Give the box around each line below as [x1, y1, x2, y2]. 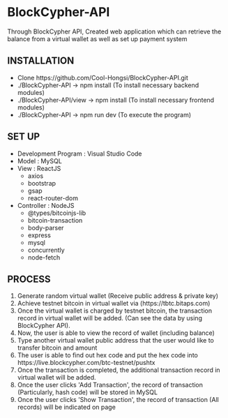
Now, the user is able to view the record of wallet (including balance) [17, 329, 215, 337]
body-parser [27, 223, 64, 232]
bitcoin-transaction [27, 216, 83, 224]
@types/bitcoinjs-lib [27, 209, 86, 217]
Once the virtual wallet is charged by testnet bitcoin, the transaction [17, 306, 213, 315]
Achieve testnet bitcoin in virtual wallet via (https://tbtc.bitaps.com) [17, 299, 211, 308]
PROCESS [7, 273, 51, 285]
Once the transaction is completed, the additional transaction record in [17, 366, 221, 374]
